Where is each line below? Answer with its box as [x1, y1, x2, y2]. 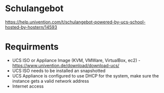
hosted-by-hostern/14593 [5, 24, 57, 30]
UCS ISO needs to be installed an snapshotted [12, 68, 106, 74]
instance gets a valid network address [12, 78, 89, 84]
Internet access [12, 83, 44, 89]
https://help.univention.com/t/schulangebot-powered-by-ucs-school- [5, 19, 146, 25]
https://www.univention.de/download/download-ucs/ [12, 62, 119, 68]
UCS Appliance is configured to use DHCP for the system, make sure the [12, 73, 159, 78]
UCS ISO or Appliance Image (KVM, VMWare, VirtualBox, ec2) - [12, 57, 141, 63]
